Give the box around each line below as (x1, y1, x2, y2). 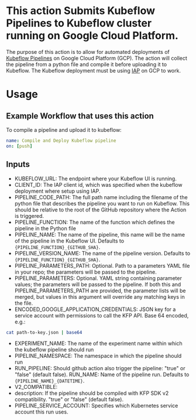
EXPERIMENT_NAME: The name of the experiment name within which (14, 340, 183, 347)
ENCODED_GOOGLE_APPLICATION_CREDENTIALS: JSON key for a (14, 306, 176, 313)
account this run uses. (14, 408, 68, 415)
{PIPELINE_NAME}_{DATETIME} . (14, 377, 85, 384)
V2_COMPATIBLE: (14, 384, 58, 391)
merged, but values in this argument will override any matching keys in (14, 293, 185, 300)
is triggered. (14, 212, 44, 219)
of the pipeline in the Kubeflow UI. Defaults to (14, 237, 125, 244)
